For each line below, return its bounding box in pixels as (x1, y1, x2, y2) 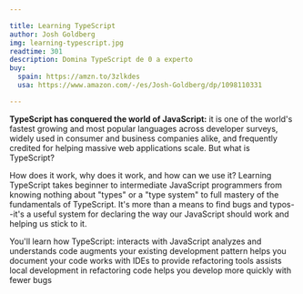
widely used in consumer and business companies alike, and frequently (9, 133, 278, 144)
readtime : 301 (9, 46, 64, 56)
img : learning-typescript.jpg (9, 38, 125, 47)
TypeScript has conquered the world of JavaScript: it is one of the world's (9, 113, 293, 124)
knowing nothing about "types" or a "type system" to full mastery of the (9, 188, 279, 200)
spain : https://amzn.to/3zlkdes (17, 72, 141, 82)
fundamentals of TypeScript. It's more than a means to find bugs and (9, 198, 268, 209)
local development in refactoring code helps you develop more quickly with (9, 265, 292, 276)
